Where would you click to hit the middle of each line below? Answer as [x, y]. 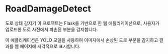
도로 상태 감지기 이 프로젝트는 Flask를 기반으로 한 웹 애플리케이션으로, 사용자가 [82, 23]
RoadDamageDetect [48, 9]
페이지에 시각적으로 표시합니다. [50, 46]
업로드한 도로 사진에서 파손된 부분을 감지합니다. [52, 29]
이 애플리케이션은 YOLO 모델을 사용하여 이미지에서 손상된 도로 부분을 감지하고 [82, 40]
